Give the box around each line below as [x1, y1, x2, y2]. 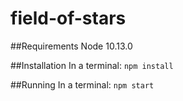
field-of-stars [10, 7, 127, 30]
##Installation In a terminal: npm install [10, 59, 174, 71]
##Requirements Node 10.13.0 [10, 40, 133, 52]
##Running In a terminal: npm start [10, 78, 155, 91]
